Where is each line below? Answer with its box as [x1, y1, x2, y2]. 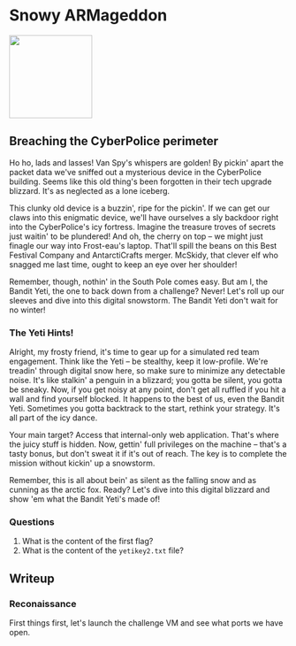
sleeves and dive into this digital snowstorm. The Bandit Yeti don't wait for [9, 295, 278, 305]
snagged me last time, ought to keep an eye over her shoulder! [9, 258, 238, 270]
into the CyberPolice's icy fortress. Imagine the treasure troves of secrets [9, 221, 277, 232]
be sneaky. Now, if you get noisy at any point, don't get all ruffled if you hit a [9, 384, 286, 395]
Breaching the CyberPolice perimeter [9, 134, 219, 149]
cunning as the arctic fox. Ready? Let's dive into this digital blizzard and [9, 484, 270, 496]
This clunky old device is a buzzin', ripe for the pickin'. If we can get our [9, 203, 270, 213]
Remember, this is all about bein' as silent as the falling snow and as [9, 475, 257, 486]
